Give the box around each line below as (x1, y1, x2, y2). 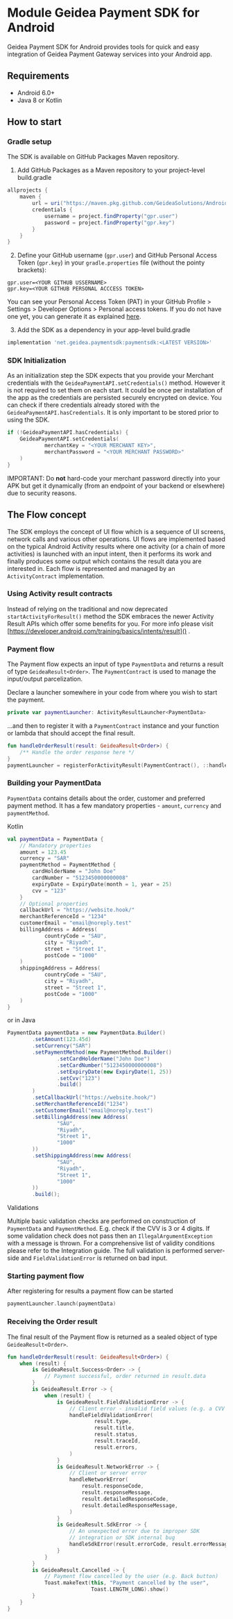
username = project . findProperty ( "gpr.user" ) (44, 213, 178, 219)
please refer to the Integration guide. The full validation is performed (7, 1247, 203, 1255)
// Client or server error (69, 1470, 148, 1477)
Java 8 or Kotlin (17, 96, 62, 104)
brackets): (17, 266, 47, 274)
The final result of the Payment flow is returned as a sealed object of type (7, 1332, 218, 1341)
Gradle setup (7, 137, 52, 147)
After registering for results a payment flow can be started (7, 1287, 173, 1295)
